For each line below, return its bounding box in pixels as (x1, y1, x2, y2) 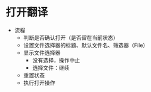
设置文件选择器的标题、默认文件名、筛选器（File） (23, 41, 149, 49)
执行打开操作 (23, 79, 55, 86)
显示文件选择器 (23, 49, 61, 56)
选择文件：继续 (32, 64, 70, 71)
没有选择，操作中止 (32, 57, 81, 64)
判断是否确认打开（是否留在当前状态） (23, 34, 119, 41)
